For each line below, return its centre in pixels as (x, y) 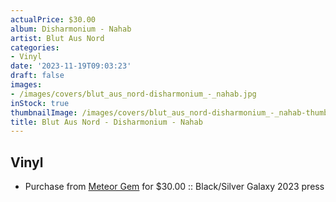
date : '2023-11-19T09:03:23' (71, 66)
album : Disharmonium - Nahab (71, 29)
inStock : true (40, 103)
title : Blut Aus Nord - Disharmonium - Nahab (106, 122)
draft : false (37, 76)
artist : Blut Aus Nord (57, 38)
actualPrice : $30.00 (53, 19)
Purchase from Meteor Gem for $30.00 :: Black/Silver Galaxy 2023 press (174, 187)
